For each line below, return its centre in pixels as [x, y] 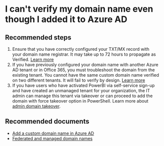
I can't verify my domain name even [79, 9]
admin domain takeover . [36, 106]
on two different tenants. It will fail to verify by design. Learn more [79, 80]
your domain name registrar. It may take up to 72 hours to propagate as [84, 54]
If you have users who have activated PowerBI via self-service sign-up [83, 85]
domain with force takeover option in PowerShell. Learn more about [80, 101]
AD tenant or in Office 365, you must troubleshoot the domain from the [83, 70]
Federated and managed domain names [52, 138]
